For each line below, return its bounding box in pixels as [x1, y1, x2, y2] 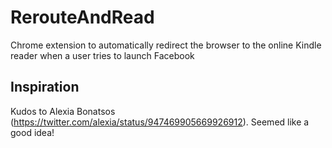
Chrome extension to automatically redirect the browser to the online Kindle [10, 39, 322, 51]
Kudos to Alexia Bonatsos [10, 105, 116, 117]
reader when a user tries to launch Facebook [10, 49, 195, 61]
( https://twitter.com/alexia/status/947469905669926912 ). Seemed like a [10, 116, 310, 128]
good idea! [10, 126, 55, 138]
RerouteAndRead [10, 6, 155, 29]
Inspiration [10, 79, 80, 96]
